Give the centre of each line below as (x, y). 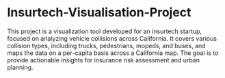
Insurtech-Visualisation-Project (99, 13)
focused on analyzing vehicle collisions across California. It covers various (112, 38)
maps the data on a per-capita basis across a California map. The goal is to (113, 53)
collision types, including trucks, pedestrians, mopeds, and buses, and (107, 45)
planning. (20, 67)
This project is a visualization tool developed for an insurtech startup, (105, 31)
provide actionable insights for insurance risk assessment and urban (104, 60)
